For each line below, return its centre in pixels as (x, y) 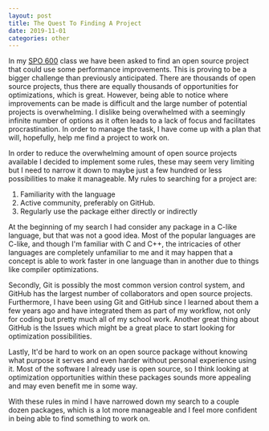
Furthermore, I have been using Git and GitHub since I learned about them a (134, 303)
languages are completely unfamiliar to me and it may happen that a (121, 253)
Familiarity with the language (67, 194)
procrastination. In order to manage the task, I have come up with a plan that (134, 129)
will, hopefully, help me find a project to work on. (89, 138)
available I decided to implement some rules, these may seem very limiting (131, 162)
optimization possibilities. (50, 336)
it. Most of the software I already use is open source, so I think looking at (128, 369)
